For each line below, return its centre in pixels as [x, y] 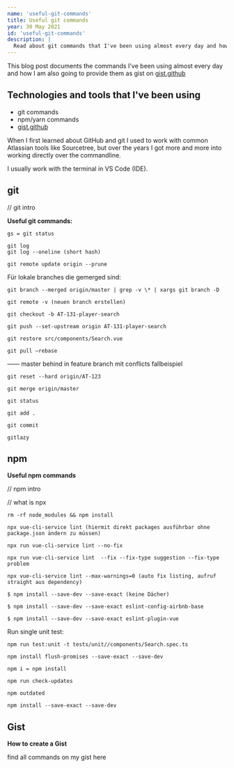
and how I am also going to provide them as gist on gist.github [96, 73]
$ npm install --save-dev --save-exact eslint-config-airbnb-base [106, 607]
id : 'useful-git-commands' [46, 33]
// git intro [22, 207]
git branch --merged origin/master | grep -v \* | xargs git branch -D [113, 290]
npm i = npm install [37, 669]
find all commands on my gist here [57, 758]
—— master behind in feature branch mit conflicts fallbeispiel [95, 364]
